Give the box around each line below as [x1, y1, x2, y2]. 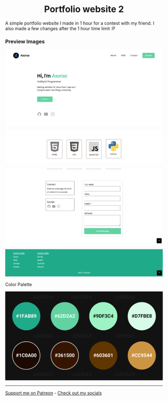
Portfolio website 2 [44, 4, 124, 15]
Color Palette [5, 281, 32, 287]
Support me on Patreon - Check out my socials [5, 390, 102, 396]
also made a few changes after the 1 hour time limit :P [5, 25, 115, 31]
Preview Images [5, 38, 45, 45]
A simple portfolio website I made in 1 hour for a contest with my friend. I [5, 20, 154, 26]
